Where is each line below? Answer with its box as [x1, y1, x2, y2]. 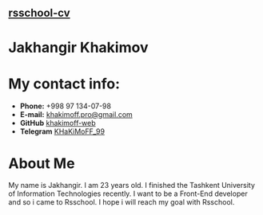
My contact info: [8, 75, 121, 92]
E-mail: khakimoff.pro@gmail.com [19, 109, 133, 119]
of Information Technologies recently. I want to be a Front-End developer [8, 189, 248, 198]
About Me [8, 154, 75, 172]
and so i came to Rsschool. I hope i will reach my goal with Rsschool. [8, 197, 235, 207]
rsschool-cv [8, 6, 70, 20]
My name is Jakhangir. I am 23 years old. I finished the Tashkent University [8, 181, 256, 190]
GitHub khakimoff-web [19, 118, 96, 127]
